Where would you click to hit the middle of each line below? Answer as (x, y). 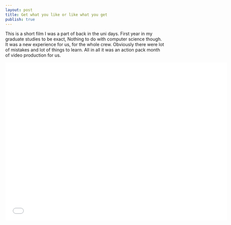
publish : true (20, 19)
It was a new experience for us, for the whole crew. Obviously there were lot (85, 45)
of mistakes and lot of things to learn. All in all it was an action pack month (83, 50)
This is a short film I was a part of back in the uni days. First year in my (79, 34)
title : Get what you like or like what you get (56, 15)
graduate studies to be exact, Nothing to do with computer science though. (84, 39)
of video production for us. (33, 55)
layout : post (19, 10)
